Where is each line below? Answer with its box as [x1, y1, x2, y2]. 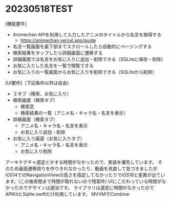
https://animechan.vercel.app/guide [20, 37, 96, 43]
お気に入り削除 [20, 148, 52, 154]
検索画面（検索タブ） [12, 97, 58, 103]
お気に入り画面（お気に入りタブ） [12, 135, 85, 141]
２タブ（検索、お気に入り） [12, 91, 72, 97]
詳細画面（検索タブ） [12, 116, 58, 122]
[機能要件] [5, 20, 27, 27]
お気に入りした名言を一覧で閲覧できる [12, 62, 94, 69]
